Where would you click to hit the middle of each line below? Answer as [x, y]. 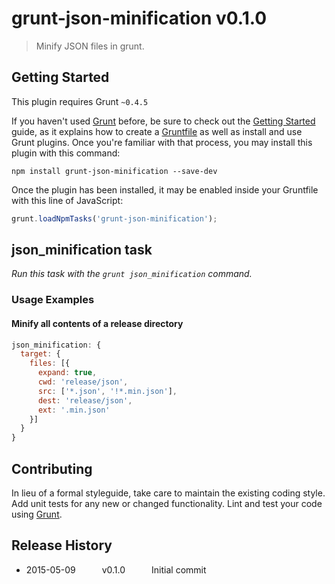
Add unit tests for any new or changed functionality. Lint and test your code [167, 503]
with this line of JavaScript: [67, 200]
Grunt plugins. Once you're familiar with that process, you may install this [162, 142]
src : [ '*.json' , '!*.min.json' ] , [107, 391]
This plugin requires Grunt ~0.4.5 [80, 101]
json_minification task [82, 250]
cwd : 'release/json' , [83, 382]
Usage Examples [53, 300]
